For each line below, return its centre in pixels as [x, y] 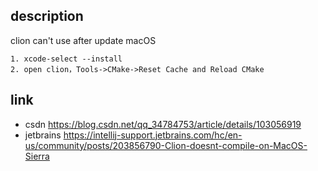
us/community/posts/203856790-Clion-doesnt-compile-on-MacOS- [166, 145]
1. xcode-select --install [66, 59]
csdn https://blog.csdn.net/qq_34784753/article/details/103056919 [163, 124]
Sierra [37, 156]
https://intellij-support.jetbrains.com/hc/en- [153, 135]
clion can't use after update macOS [83, 40]
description [47, 16]
